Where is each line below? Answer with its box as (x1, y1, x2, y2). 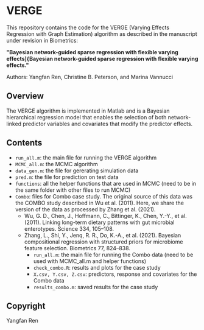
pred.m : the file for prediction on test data (15, 173, 119, 180)
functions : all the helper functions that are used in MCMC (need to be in (15, 180, 197, 187)
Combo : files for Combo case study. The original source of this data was (15, 192, 193, 200)
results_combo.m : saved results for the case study (33, 283, 158, 290)
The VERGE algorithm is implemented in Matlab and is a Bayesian (6, 107, 170, 114)
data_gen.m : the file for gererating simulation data (15, 167, 139, 174)
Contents (6, 138, 43, 148)
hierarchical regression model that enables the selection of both (6, 113, 167, 121)
